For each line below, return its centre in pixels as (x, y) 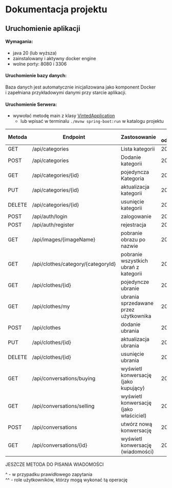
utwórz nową (137, 424)
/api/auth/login (50, 216)
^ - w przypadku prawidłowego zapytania (49, 475)
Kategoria (133, 178)
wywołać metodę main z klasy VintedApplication (64, 116)
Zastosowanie (138, 137)
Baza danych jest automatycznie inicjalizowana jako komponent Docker (81, 87)
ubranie (130, 288)
